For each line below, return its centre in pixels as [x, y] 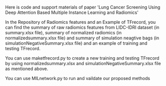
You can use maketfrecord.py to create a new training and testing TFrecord [82, 58]
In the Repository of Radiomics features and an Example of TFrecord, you [81, 22]
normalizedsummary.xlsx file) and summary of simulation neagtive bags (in [82, 38]
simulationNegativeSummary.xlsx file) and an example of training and [76, 43]
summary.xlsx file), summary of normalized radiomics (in [64, 33]
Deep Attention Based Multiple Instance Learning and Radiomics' [72, 12]
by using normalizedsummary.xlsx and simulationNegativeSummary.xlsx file [83, 63]
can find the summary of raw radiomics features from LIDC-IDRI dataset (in [82, 27]
